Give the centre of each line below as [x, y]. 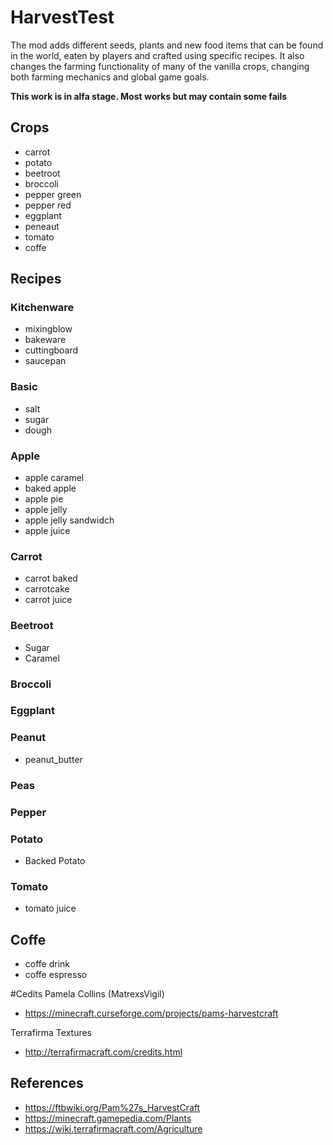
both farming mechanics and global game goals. [110, 77]
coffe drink [47, 964]
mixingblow [48, 329]
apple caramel [54, 478]
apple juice [47, 531]
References [47, 1083]
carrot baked [51, 578]
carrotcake [47, 589]
